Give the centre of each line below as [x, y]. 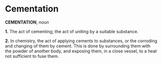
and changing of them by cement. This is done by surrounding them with [78, 46]
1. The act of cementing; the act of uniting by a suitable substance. [72, 31]
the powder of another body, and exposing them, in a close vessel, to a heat [81, 51]
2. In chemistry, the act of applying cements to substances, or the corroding [81, 41]
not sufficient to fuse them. [32, 56]
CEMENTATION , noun [27, 22]
